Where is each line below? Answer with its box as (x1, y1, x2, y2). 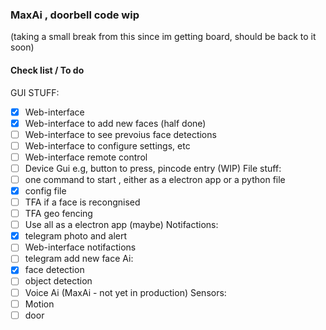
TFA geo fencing (24, 208, 93, 220)
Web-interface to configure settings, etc (24, 139, 191, 152)
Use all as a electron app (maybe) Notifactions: (24, 219, 219, 231)
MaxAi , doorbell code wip (10, 8, 140, 22)
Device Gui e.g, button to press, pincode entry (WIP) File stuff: (24, 162, 282, 174)
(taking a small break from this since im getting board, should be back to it (10, 31, 317, 43)
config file (24, 184, 67, 197)
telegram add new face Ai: (24, 253, 134, 265)
